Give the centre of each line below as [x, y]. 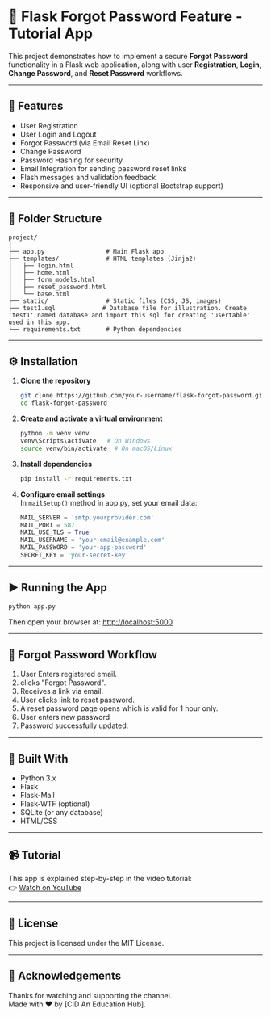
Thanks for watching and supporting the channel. [90, 995]
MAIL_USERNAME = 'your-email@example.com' [92, 540]
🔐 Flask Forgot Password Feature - [125, 17]
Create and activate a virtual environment [91, 418]
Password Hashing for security [71, 160]
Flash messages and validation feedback [88, 177]
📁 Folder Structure [55, 219]
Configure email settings [63, 494]
